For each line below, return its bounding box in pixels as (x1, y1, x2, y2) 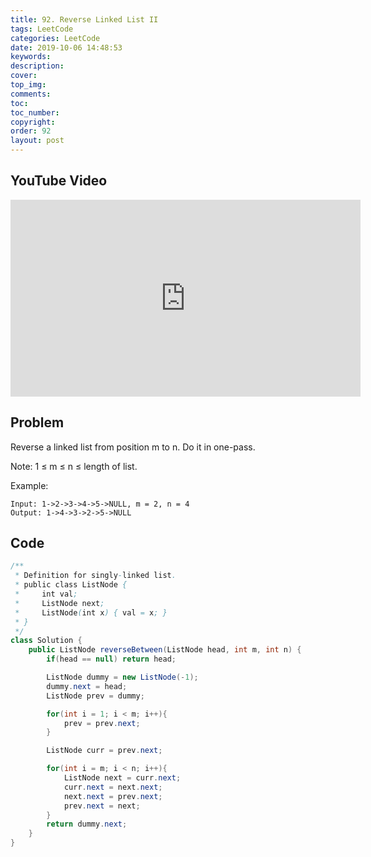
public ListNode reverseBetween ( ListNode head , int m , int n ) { (28, 645, 302, 655)
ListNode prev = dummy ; (46, 691, 145, 701)
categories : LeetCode (10, 33, 101, 43)
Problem (10, 414, 65, 431)
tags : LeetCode (10, 24, 74, 34)
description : (10, 61, 65, 71)
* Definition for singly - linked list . (14, 571, 177, 581)
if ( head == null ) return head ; (46, 654, 177, 665)
